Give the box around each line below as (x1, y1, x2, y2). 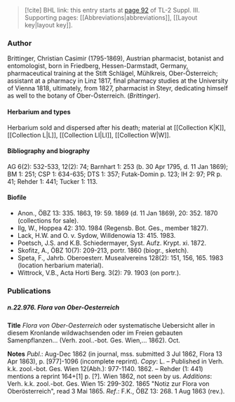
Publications (7, 286, 51, 295)
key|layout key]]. (24, 21, 73, 29)
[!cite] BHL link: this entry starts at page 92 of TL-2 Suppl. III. (24, 6, 200, 14)
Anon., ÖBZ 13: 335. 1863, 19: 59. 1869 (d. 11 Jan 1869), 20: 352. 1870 (17, 208, 218, 217)
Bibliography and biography (7, 147, 90, 155)
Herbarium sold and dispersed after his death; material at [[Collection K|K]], (7, 123, 226, 132)
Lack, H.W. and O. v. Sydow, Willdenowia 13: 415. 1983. (17, 231, 176, 239)
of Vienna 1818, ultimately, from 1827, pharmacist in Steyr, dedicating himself (7, 84, 228, 93)
